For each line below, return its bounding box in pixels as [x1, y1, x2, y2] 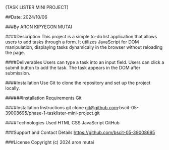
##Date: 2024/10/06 [5, 14, 48, 20]
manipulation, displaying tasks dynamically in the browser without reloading [5, 44, 163, 50]
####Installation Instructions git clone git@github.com [5, 105, 119, 110]
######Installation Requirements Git [5, 95, 82, 101]
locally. [5, 85, 20, 91]
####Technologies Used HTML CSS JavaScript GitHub [5, 120, 120, 125]
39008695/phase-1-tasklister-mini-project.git [5, 110, 100, 116]
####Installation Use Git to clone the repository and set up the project [5, 80, 151, 86]
